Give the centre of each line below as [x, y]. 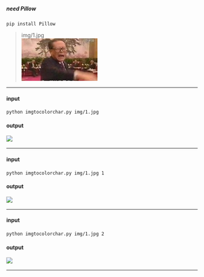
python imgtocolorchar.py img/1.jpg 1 [55, 173]
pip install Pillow [31, 24]
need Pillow [21, 9]
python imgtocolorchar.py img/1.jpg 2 [55, 234]
